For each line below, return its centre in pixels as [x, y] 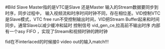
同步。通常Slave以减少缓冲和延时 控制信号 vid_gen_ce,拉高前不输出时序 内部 [83, 25]
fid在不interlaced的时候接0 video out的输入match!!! [57, 42]
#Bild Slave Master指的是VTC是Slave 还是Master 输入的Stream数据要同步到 [82, 7]
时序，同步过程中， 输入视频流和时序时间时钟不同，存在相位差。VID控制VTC [83, 13]
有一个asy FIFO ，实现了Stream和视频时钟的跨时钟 [57, 31]
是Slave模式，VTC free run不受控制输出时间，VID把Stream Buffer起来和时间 [82, 19]
